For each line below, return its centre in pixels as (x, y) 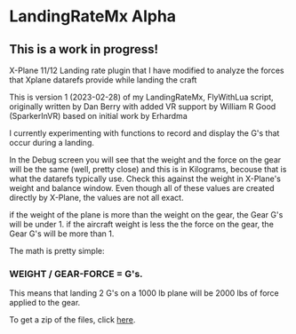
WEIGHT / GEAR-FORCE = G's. (76, 274)
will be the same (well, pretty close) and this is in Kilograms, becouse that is (148, 169)
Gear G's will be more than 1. (62, 234)
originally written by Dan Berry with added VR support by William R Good (143, 107)
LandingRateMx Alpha (92, 16)
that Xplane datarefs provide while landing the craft (103, 80)
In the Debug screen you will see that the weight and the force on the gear (145, 160)
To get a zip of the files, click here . (72, 320)
